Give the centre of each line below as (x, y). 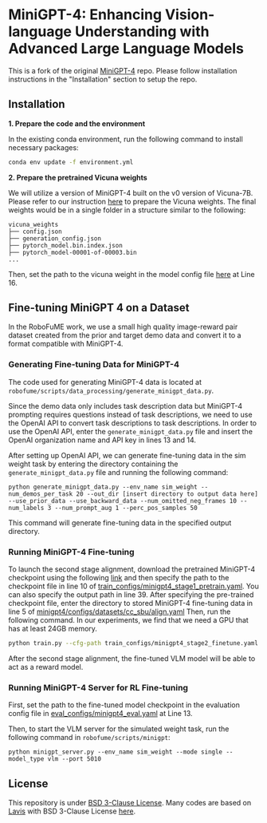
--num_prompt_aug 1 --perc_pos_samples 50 (126, 508)
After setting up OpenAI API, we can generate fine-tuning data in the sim (127, 455)
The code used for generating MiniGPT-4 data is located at (105, 382)
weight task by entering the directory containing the (93, 464)
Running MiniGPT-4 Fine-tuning (71, 552)
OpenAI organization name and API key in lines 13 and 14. (102, 440)
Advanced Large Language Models (126, 49)
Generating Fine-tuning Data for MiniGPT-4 (94, 365)
